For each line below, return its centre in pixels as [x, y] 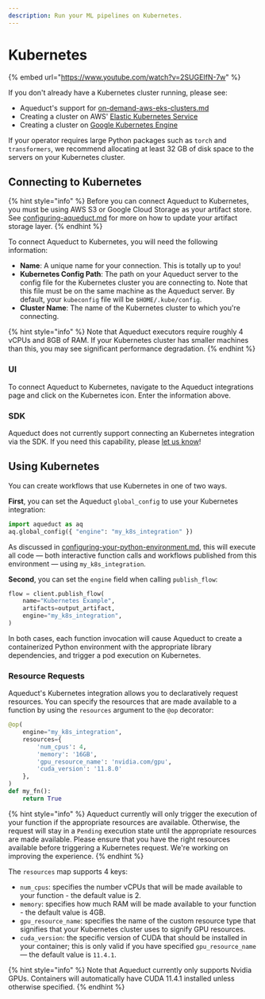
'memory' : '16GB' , [67, 754]
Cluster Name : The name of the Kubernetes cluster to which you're [130, 308]
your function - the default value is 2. [80, 895]
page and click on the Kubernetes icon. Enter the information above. [120, 395]
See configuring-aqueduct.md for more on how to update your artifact [123, 218]
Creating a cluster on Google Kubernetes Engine [99, 125]
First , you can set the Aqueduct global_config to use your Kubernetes [123, 501]
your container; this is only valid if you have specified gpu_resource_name [138, 946]
